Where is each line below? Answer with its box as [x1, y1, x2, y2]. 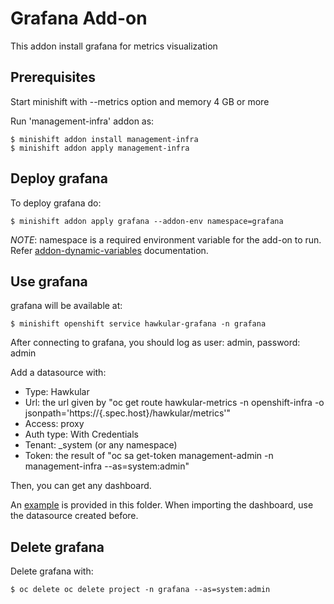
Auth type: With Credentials [24, 428, 139, 441]
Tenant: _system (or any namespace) [24, 439, 178, 451]
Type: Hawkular [24, 386, 90, 398]
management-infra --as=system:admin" [24, 460, 190, 472]
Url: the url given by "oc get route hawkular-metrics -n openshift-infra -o [24, 397, 325, 409]
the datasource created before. [10, 510, 139, 522]
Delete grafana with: [10, 565, 94, 577]
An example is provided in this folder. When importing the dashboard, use [10, 499, 314, 511]
